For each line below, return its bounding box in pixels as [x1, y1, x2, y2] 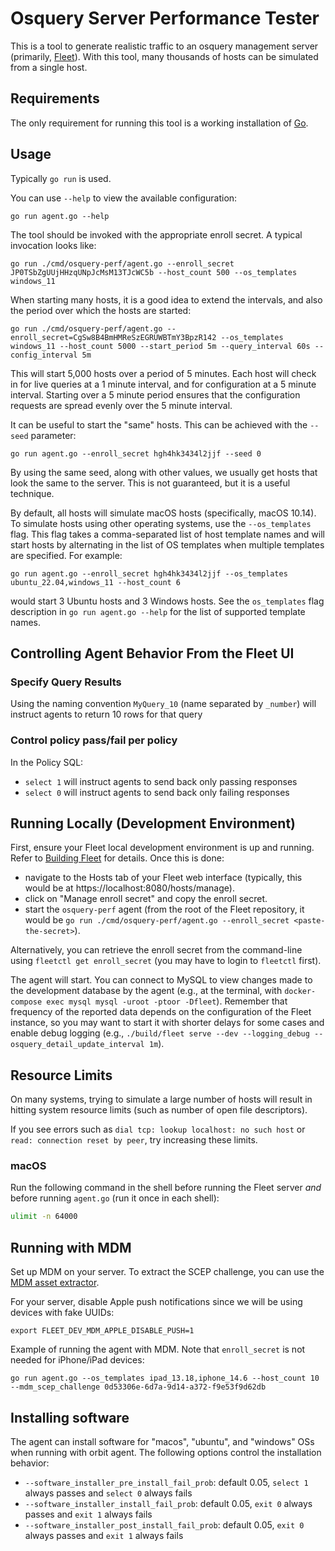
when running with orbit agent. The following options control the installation [10, 1446, 322, 1458]
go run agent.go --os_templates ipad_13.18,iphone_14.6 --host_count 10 [10, 1373, 320, 1384]
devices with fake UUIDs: [10, 1307, 115, 1319]
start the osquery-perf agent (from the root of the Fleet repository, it [24, 903, 305, 916]
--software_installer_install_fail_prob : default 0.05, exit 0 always [24, 1497, 313, 1509]
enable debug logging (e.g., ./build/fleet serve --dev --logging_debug [10, 1027, 310, 1039]
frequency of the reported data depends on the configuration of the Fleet [10, 1006, 312, 1018]
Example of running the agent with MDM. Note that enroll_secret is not [10, 1343, 306, 1356]
